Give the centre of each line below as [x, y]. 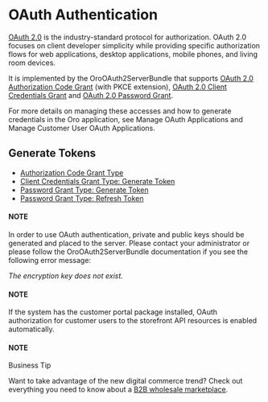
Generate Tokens [52, 153]
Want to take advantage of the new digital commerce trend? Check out [126, 381]
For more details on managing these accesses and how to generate [120, 111]
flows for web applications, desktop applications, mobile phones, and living [133, 54]
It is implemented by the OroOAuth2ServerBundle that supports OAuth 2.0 [131, 78]
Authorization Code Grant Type [72, 172]
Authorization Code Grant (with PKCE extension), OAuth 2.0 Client [118, 87]
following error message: [49, 260]
